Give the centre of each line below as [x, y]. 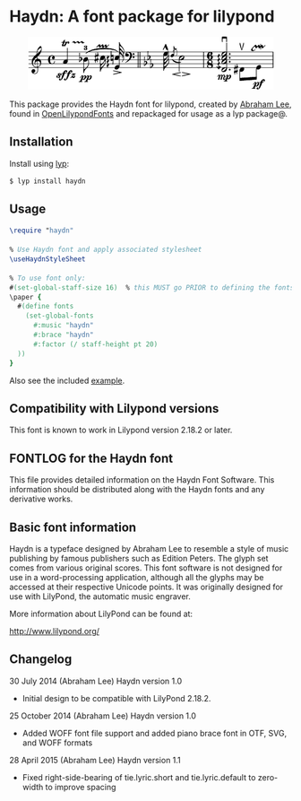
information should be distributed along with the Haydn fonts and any [137, 490]
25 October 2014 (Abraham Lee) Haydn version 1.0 [103, 716]
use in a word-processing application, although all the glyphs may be [137, 577]
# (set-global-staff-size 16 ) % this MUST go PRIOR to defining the [140, 287]
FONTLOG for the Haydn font [91, 458]
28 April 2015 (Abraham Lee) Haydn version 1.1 [95, 760]
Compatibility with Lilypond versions [114, 409]
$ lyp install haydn [48, 181]
